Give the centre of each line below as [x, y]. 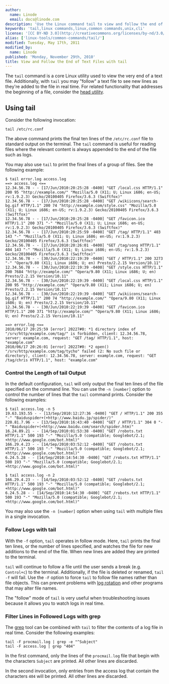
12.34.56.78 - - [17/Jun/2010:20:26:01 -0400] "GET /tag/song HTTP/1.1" [83, 245]
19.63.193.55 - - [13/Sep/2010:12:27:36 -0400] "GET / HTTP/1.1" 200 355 [84, 414]
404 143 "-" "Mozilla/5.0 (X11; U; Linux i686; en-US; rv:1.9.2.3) [77, 250]
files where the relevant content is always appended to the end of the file [81, 149]
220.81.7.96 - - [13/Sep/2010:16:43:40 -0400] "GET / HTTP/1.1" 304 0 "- [84, 423]
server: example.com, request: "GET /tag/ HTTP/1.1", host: [70, 338]
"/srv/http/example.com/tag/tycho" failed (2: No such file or [73, 351]
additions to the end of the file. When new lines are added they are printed [82, 551]
